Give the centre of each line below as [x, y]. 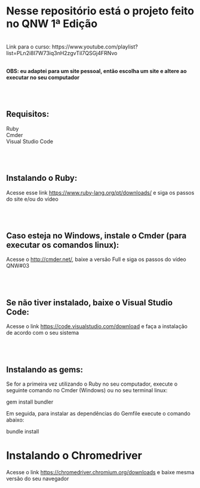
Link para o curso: [28, 47]
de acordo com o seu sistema [43, 333]
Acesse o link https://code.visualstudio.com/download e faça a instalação [97, 326]
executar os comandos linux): [63, 245]
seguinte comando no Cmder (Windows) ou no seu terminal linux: [87, 390]
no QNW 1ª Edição [52, 24]
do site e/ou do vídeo [32, 199]
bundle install [23, 431]
